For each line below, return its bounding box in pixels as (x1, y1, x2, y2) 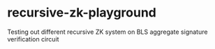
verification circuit (7, 35, 59, 43)
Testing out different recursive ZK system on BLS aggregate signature (7, 28, 208, 36)
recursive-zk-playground (7, 5, 157, 21)
